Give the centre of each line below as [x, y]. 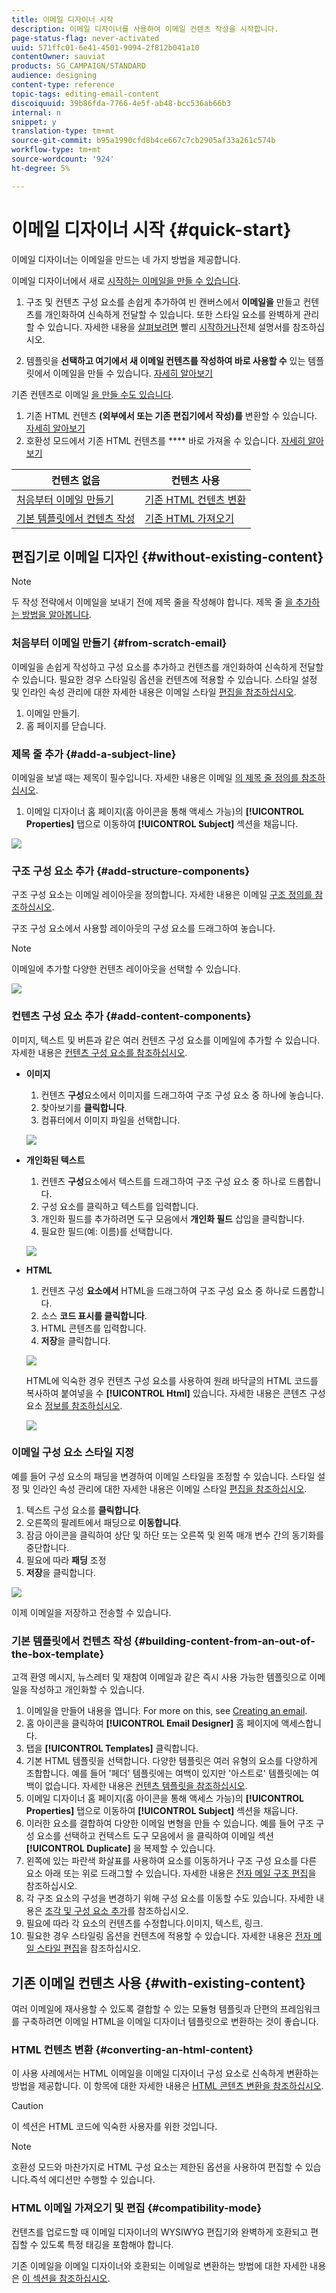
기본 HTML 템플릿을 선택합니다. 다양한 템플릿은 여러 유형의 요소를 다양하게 [171, 1761]
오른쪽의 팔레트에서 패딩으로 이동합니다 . [103, 1522]
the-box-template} [58, 1654]
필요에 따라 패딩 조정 [66, 1560]
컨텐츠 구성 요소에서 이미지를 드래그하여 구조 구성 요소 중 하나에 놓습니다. [182, 1095]
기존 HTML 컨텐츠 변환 [195, 499]
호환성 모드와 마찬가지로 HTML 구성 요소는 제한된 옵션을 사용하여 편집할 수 [157, 2167]
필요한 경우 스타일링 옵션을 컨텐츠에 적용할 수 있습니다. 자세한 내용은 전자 [168, 1936]
